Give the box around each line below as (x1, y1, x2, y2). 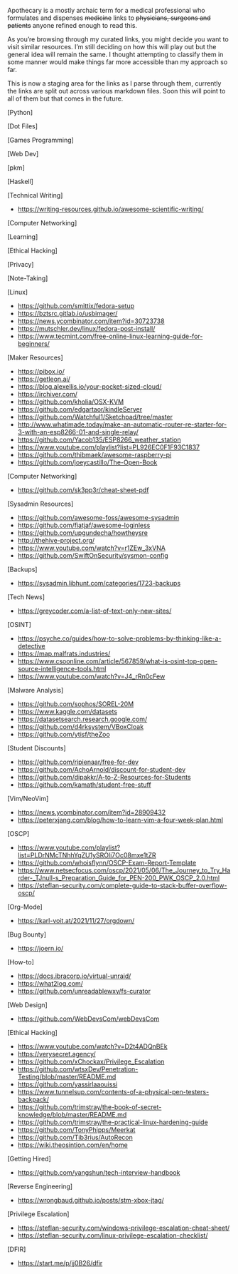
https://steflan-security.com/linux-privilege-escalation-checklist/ (17, 1231, 208, 1240)
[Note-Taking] (7, 274, 48, 282)
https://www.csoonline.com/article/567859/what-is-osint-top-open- (17, 657, 218, 666)
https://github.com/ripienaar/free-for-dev (17, 758, 139, 766)
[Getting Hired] (7, 1155, 51, 1163)
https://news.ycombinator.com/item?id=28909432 (17, 808, 166, 816)
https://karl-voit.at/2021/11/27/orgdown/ (17, 917, 135, 924)
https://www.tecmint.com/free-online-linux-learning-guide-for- (17, 332, 203, 340)
